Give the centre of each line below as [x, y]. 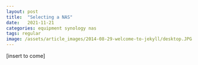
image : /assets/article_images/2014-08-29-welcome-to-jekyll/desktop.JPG [99, 39]
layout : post [22, 12]
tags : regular [24, 34]
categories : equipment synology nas [51, 28]
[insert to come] [26, 56]
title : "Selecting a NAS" [39, 17]
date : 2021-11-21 [30, 22]
